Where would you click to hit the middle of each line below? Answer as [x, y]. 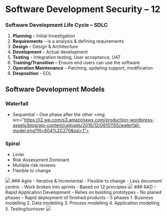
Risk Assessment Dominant [41, 160]
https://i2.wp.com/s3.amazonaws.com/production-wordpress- [89, 120]
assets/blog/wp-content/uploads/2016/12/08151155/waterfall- [76, 125]
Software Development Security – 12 [83, 9]
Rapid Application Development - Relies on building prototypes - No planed [83, 192]
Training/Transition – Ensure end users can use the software [76, 63]
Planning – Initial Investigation [44, 36]
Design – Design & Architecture [45, 47]
